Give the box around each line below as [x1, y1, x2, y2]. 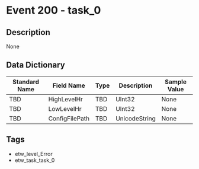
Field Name [52, 81, 86, 90]
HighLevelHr [48, 95, 83, 103]
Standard [12, 78, 40, 86]
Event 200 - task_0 [6, 4, 101, 17]
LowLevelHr [48, 104, 82, 113]
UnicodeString [115, 114, 156, 122]
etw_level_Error [14, 150, 53, 157]
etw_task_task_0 [14, 157, 55, 164]
